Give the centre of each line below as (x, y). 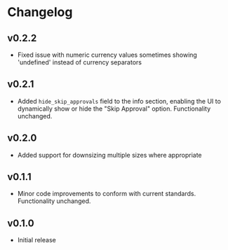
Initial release (36, 240)
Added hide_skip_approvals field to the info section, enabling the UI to (119, 101)
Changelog (40, 12)
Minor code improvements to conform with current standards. (107, 194)
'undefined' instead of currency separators (80, 62)
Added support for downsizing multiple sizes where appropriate (109, 155)
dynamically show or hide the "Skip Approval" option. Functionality (114, 109)
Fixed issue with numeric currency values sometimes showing (107, 55)
